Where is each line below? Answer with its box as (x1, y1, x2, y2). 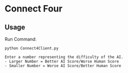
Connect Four (4, 3, 63, 14)
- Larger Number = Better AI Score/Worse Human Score (4, 59, 119, 64)
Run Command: (4, 36, 37, 42)
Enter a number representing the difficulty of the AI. (4, 54, 123, 59)
